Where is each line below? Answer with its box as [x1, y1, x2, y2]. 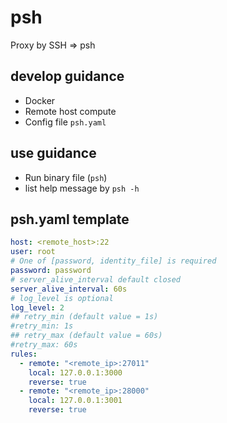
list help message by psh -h [24, 182, 140, 194]
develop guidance [10, 68, 125, 85]
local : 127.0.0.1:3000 [28, 367, 123, 378]
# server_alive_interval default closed [10, 274, 182, 285]
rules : [10, 349, 38, 359]
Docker [24, 94, 56, 106]
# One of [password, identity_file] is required [10, 256, 217, 266]
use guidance [10, 145, 97, 162]
